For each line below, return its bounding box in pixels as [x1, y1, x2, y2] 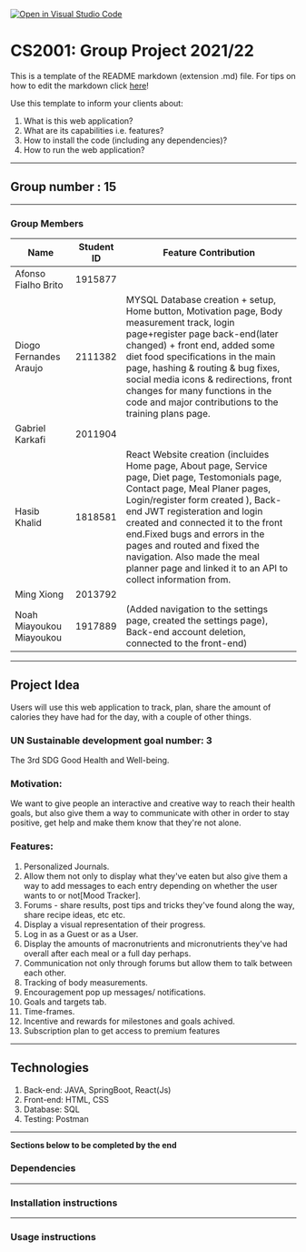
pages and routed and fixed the [125, 540, 260, 552]
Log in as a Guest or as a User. [23, 928, 139, 939]
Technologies [10, 1060, 90, 1075]
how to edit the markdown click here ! [10, 80, 149, 91]
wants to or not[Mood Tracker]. [23, 890, 142, 901]
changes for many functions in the [125, 385, 272, 398]
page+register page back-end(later [125, 328, 279, 340]
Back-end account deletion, [125, 626, 246, 639]
